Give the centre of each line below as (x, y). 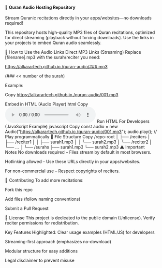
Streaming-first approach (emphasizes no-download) (58, 242)
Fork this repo (19, 190)
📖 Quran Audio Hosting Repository (40, 7)
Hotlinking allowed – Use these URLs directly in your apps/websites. (73, 162)
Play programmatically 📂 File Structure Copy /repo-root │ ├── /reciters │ (78, 137)
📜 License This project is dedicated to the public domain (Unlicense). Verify (80, 218)
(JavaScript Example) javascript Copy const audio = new (62, 127)
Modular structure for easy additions (42, 251)
